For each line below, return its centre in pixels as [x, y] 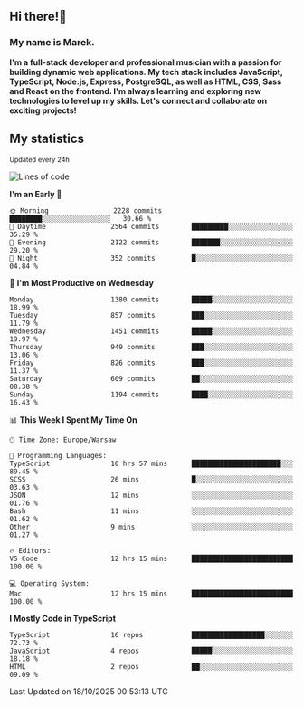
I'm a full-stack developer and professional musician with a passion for [146, 62]
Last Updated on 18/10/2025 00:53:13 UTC [89, 691]
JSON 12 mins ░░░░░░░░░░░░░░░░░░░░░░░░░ [151, 495]
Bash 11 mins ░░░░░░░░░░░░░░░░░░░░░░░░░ [151, 511]
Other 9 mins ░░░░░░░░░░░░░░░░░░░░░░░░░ [151, 527]
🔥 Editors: [30, 550]
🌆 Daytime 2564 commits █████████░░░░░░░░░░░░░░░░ [151, 226]
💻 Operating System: [50, 583]
